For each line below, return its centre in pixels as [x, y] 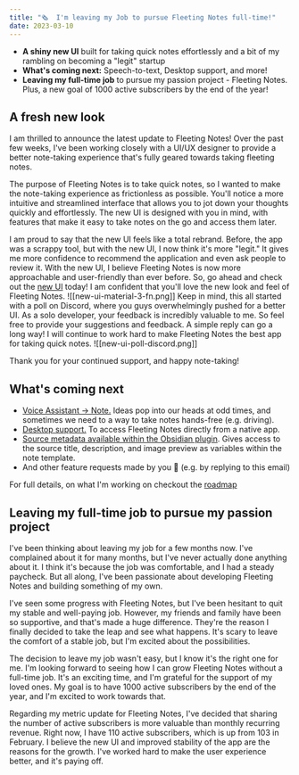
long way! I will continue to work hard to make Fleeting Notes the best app [145, 334]
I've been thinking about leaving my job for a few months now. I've [131, 548]
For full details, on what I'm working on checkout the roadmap [123, 485]
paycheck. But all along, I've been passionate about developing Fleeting [141, 576]
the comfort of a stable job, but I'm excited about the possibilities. [130, 641]
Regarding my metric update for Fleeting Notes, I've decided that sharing [144, 713]
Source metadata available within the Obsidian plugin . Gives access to [151, 439]
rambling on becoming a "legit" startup [94, 61]
